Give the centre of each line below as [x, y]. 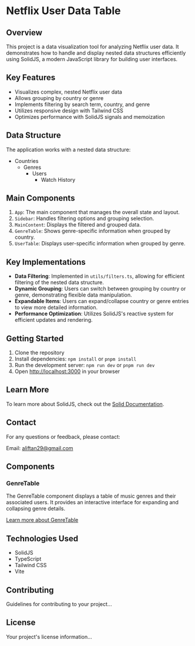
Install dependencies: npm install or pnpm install [75, 359]
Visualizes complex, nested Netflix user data [68, 92]
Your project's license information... [49, 637]
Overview [24, 33]
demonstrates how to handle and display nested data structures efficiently [96, 53]
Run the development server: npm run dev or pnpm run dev [85, 365]
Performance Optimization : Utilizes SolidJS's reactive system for [94, 314]
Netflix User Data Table [64, 11]
